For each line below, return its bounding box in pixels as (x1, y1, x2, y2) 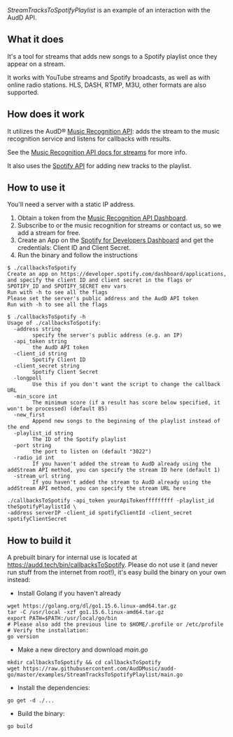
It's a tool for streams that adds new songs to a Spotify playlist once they (7, 52, 218, 60)
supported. (7, 87, 39, 97)
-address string (13, 325, 61, 333)
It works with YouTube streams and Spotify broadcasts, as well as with (7, 73, 211, 81)
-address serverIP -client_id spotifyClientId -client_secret (7, 510, 192, 517)
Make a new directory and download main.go (17, 645, 148, 654)
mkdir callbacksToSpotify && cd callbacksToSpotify (7, 659, 161, 666)
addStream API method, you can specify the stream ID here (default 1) (7, 467, 220, 474)
